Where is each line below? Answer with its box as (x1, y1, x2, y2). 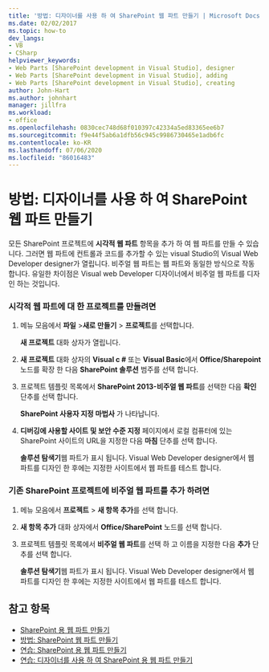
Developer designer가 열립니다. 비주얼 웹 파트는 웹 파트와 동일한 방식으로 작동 (8, 259, 255, 269)
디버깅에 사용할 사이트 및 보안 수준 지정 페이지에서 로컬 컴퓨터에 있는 (19, 426, 233, 436)
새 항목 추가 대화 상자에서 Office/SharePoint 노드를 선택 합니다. (19, 522, 222, 531)
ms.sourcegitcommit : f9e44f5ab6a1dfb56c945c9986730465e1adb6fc (8, 131, 225, 139)
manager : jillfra (8, 101, 67, 109)
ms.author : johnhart (8, 94, 78, 102)
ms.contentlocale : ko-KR (8, 138, 92, 147)
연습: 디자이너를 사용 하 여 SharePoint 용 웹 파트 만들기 (19, 655, 193, 665)
